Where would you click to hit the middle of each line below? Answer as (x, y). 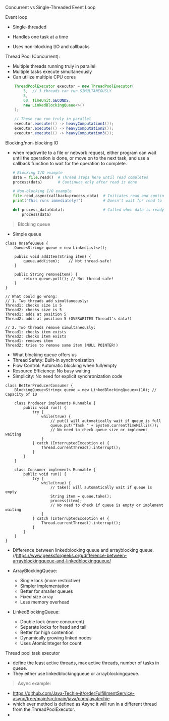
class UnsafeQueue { (27, 243)
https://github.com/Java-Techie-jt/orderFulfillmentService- (74, 693)
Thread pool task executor (33, 653)
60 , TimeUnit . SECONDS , (47, 100)
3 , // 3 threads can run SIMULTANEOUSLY (68, 91)
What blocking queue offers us (45, 355)
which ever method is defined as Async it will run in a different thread (85, 704)
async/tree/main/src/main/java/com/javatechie (61, 698)
